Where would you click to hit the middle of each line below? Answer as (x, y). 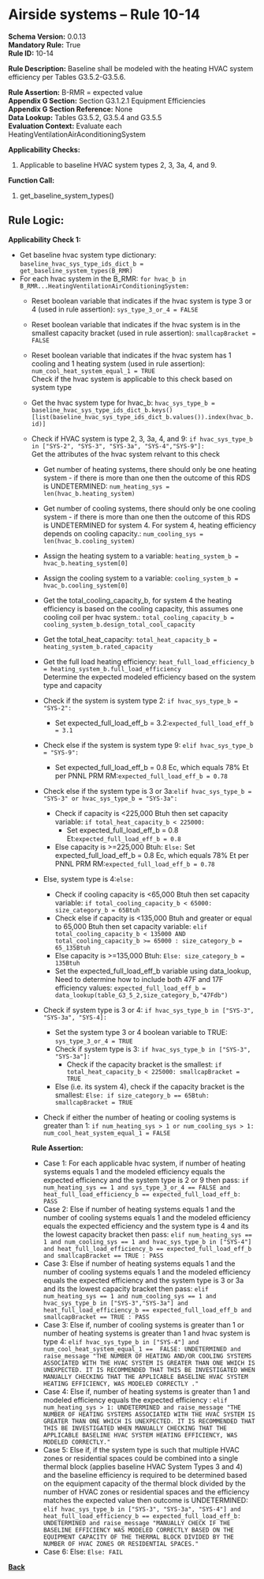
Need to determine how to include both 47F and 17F (139, 979)
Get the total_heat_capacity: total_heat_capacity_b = (130, 639)
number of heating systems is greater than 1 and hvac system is (147, 1333)
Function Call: (32, 180)
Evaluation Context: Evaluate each (65, 126)
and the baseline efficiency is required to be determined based (145, 1475)
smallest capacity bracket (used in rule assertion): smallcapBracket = (143, 333)
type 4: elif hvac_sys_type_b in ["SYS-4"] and (121, 1341)
